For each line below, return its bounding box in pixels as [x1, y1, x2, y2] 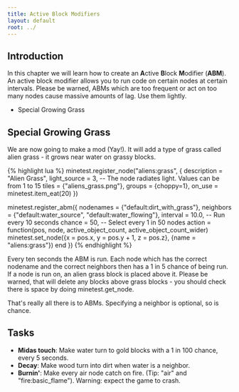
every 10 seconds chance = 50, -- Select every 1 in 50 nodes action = [7, 218, 211, 227]
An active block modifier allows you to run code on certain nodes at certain [7, 76, 228, 86]
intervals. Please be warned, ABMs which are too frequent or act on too [7, 84, 217, 93]
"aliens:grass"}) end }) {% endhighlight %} [7, 241, 133, 249]
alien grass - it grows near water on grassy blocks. [7, 153, 156, 161]
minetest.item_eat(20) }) [7, 190, 78, 197]
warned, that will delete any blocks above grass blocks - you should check [7, 277, 226, 286]
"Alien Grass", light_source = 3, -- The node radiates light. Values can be [7, 174, 220, 182]
